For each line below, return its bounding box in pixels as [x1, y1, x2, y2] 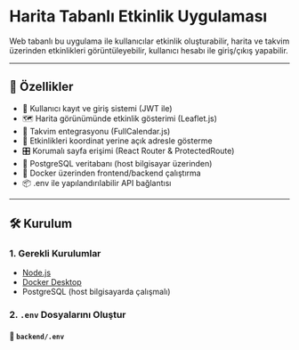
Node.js [21, 267, 52, 278]
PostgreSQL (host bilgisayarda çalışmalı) [21, 287, 171, 297]
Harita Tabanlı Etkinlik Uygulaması [9, 6, 268, 27]
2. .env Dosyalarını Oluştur [9, 309, 126, 322]
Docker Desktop [21, 277, 82, 288]
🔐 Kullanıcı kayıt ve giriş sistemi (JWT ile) [21, 102, 173, 113]
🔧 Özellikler [9, 79, 74, 94]
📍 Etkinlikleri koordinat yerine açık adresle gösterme [21, 135, 214, 146]
